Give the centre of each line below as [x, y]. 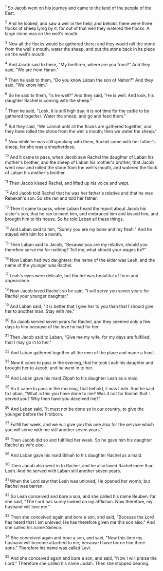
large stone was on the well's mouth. [42, 34]
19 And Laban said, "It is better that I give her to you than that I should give [80, 305]
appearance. [18, 281]
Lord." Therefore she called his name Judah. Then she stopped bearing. [77, 563]
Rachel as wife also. [25, 445]
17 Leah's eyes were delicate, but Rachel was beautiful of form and [72, 275]
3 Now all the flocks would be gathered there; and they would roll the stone [80, 43]
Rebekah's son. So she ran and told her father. [52, 198]
